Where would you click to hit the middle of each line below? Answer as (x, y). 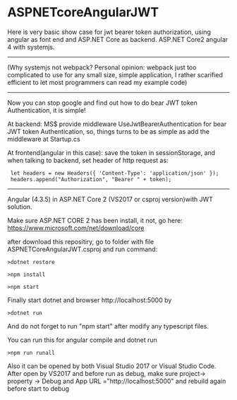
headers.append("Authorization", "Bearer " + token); (91, 179)
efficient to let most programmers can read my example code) (97, 82)
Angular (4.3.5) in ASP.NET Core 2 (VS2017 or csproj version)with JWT (110, 199)
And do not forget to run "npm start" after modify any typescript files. (108, 326)
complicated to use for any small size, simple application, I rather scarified (115, 74)
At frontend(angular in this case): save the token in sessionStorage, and (111, 152)
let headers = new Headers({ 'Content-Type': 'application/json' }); (115, 173)
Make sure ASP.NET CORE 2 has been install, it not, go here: (95, 220)
